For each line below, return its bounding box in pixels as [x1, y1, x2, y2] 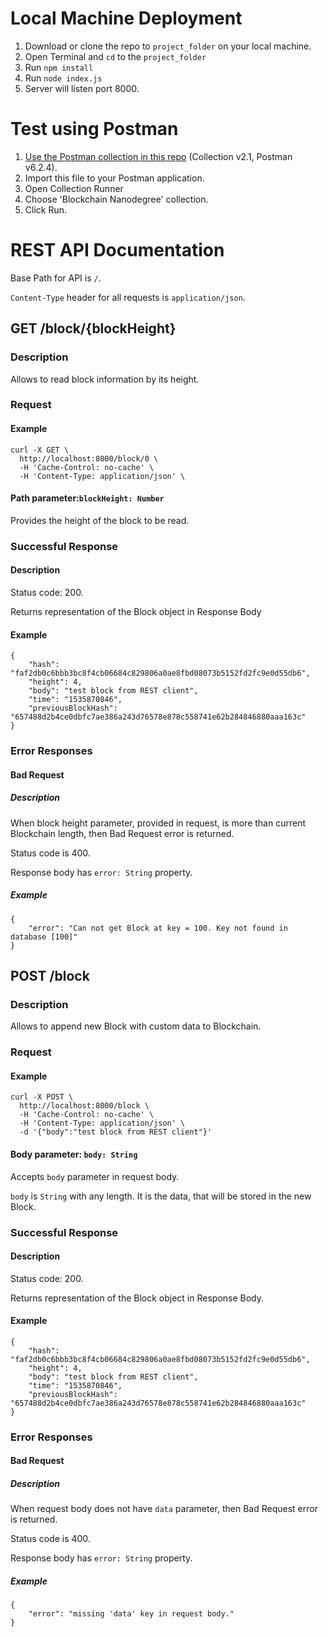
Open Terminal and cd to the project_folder [24, 50, 207, 62]
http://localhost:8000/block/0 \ [19, 453, 159, 464]
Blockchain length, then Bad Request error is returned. [10, 827, 235, 839]
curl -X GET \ [10, 445, 70, 455]
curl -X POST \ [10, 1092, 74, 1102]
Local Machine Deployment [10, 7, 243, 30]
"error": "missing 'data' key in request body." [28, 1609, 235, 1619]
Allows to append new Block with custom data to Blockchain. [10, 1020, 262, 1032]
